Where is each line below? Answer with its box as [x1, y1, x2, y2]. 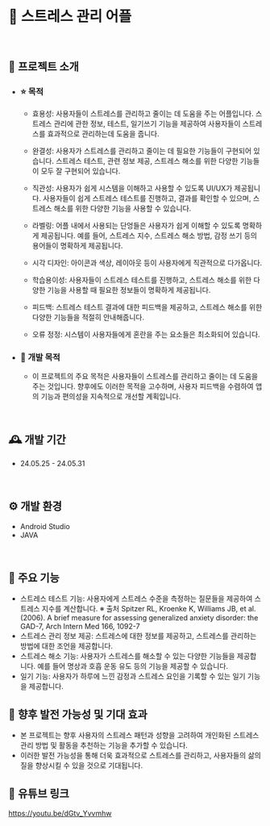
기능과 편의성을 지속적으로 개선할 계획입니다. [40, 391, 181, 401]
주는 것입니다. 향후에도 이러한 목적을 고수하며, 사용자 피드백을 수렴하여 [31, 381, 254, 391]
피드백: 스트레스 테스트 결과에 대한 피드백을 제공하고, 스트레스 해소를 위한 [31, 302, 263, 311]
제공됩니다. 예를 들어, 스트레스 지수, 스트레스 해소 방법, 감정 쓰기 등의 [40, 231, 258, 240]
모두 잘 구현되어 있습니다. [40, 166, 121, 176]
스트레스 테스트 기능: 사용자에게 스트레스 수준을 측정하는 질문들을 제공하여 [19, 594, 253, 603]
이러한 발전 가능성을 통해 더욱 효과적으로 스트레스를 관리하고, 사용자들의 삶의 [19, 751, 262, 761]
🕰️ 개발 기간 [8, 433, 66, 447]
